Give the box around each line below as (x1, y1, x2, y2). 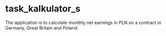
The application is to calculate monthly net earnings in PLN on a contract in (5, 19, 161, 25)
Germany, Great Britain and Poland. (5, 24, 79, 30)
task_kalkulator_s (5, 3, 81, 14)
